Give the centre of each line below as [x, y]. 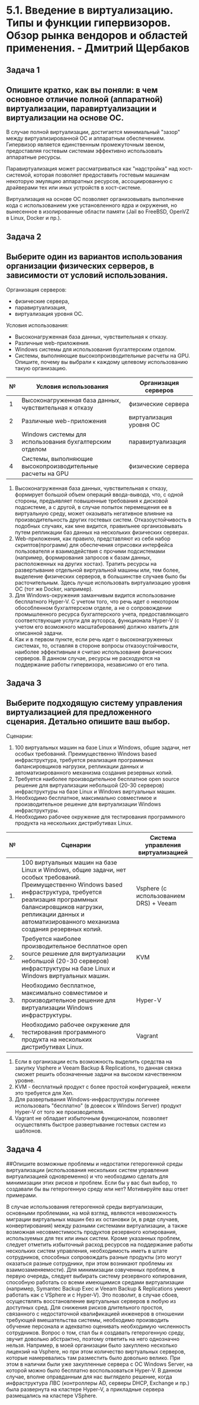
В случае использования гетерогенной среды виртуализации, [85, 1206]
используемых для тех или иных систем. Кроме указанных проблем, [94, 1238]
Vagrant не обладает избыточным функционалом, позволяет [91, 1118]
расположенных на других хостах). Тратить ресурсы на [86, 564]
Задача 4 [24, 1149]
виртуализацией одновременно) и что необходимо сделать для [87, 1176]
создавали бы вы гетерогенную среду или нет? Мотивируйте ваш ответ [97, 1189]
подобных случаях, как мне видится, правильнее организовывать [99, 526]
